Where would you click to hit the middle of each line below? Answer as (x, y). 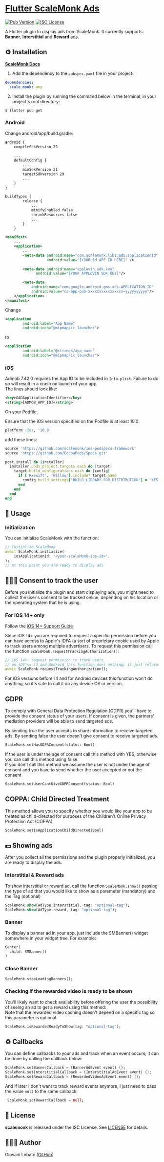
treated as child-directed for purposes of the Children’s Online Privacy (76, 816)
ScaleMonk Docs (23, 64)
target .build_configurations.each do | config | (62, 471)
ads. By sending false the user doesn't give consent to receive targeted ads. (82, 736)
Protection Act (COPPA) (29, 821)
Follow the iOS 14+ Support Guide (39, 626)
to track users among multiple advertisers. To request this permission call (79, 646)
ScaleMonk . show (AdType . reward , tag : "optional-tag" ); (61, 910)
